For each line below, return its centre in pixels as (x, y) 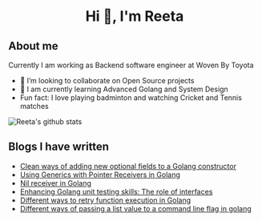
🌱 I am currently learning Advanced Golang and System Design (124, 89)
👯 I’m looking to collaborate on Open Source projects (107, 80)
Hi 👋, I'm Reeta (135, 16)
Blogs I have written (59, 147)
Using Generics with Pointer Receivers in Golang (100, 175)
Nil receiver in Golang (56, 183)
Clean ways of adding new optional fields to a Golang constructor (128, 166)
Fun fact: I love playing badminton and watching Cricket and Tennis (131, 98)
